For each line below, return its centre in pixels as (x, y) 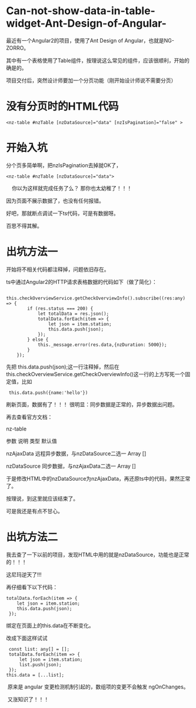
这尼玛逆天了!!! (24, 575)
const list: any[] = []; (39, 649)
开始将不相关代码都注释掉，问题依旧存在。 (58, 269)
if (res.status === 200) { (60, 308)
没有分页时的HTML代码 (62, 107)
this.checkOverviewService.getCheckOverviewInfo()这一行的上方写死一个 (96, 374)
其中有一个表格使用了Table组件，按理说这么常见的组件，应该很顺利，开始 (95, 60)
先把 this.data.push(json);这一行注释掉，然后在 (63, 367)
